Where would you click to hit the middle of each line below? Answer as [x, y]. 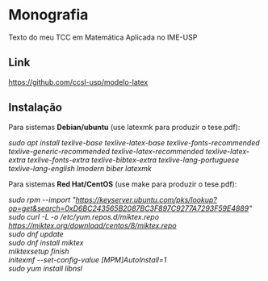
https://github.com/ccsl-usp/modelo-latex [78, 82]
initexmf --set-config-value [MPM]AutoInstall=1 [88, 259]
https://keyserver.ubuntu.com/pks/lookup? [147, 199]
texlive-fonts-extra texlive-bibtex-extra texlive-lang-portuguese [133, 160]
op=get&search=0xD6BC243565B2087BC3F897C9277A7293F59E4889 [129, 208]
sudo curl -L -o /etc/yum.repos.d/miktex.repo [84, 216]
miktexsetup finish [39, 251]
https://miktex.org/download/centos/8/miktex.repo [92, 225]
